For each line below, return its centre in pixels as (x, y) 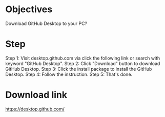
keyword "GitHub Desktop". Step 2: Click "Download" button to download (83, 63)
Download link (36, 95)
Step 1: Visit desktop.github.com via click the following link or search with (83, 58)
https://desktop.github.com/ (35, 109)
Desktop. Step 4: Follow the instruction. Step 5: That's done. (69, 74)
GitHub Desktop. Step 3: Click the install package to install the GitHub (79, 69)
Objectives (29, 9)
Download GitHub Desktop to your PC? (46, 23)
